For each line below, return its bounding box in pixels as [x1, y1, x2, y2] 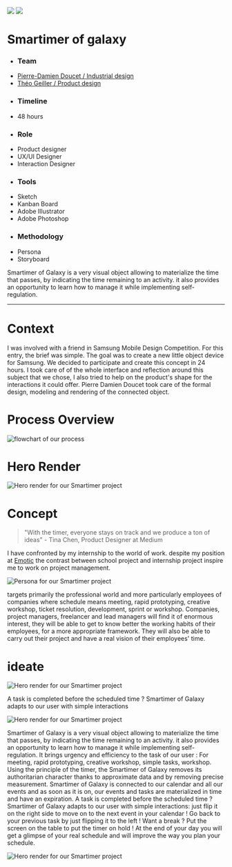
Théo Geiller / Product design [17, 79, 101, 88]
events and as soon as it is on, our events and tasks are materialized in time [7, 788, 222, 796]
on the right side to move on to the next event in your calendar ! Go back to [7, 810, 221, 818]
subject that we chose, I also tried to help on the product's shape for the [7, 372, 213, 381]
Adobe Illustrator [17, 207, 66, 216]
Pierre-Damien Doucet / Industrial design [17, 72, 135, 80]
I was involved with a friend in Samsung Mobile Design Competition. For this [7, 343, 224, 352]
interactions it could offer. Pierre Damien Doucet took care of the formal [7, 380, 211, 388]
